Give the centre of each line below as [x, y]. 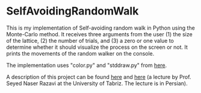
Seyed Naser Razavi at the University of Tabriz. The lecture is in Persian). [97, 83]
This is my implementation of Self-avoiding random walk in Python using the [101, 28]
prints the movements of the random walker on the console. [80, 53]
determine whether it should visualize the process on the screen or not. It [97, 47]
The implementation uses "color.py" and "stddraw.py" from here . [87, 65]
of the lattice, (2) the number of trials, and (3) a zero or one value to [90, 40]
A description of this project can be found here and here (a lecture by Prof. [99, 77]
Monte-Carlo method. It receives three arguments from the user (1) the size [99, 34]
